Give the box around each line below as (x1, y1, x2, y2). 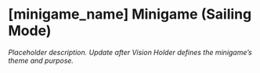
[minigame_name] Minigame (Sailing (8, 5, 252, 23)
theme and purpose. (8, 56, 74, 65)
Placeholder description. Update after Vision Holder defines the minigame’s (8, 47, 252, 57)
